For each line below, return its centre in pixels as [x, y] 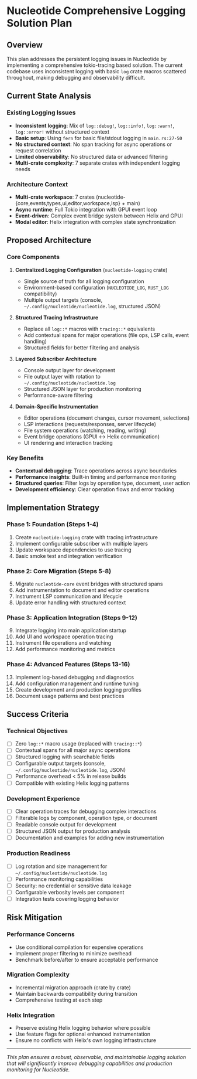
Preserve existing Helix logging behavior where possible [83, 1028]
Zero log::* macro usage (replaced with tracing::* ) [78, 744]
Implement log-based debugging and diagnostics [75, 677]
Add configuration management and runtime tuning [77, 683]
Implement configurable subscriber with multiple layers [82, 543]
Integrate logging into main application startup [71, 631]
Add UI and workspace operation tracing [64, 636]
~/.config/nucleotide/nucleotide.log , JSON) [70, 770]
